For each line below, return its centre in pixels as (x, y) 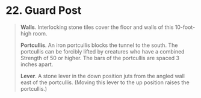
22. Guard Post (44, 11)
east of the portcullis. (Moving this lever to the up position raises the (105, 82)
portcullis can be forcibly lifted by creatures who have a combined (102, 51)
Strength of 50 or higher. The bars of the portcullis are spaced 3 (100, 58)
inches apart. (37, 64)
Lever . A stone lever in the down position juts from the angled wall (102, 76)
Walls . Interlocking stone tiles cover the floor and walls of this (97, 27)
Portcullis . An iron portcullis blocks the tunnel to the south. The (99, 45)
